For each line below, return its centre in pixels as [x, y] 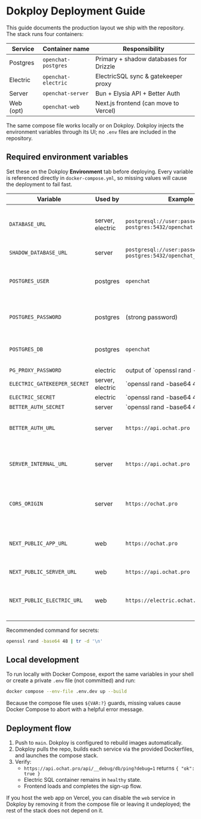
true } [32, 774]
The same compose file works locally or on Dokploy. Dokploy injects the [95, 125]
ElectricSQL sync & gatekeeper [139, 76]
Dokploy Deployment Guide [76, 11]
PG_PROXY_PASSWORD [35, 370]
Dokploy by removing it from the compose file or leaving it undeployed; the [98, 804]
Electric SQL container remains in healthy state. [83, 780]
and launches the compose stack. [57, 755]
